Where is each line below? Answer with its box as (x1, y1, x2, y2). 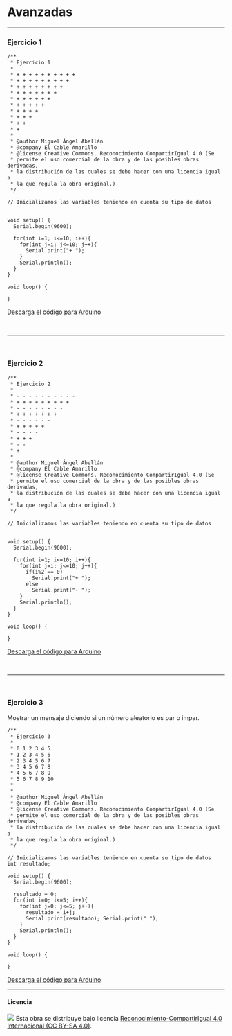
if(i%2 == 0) (25, 568, 64, 575)
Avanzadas (7, 4, 73, 20)
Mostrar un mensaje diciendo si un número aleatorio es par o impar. (7, 713, 200, 721)
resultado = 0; (13, 890, 57, 897)
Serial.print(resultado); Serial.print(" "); (25, 915, 159, 922)
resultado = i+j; (25, 908, 76, 915)
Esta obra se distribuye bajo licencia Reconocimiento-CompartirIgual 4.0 (15, 1015, 222, 1023)
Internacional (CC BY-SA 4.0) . (7, 1021, 92, 1030)
